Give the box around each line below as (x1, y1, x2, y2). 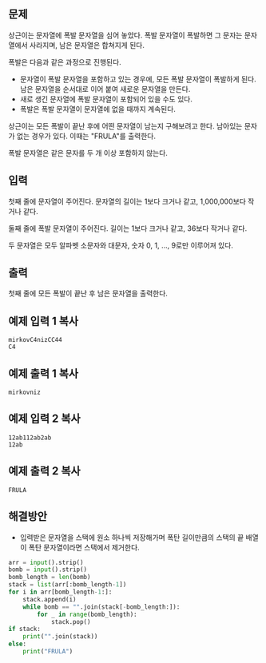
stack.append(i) (22, 595, 77, 603)
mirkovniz (8, 388, 42, 397)
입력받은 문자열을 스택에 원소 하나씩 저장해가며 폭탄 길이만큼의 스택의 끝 (19, 532, 244, 542)
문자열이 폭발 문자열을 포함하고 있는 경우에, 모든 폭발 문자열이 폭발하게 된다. (19, 74, 257, 84)
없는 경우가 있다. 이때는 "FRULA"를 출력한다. (16, 131, 156, 141)
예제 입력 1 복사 (8, 314, 78, 328)
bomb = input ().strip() (8, 566, 88, 574)
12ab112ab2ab (8, 434, 52, 442)
